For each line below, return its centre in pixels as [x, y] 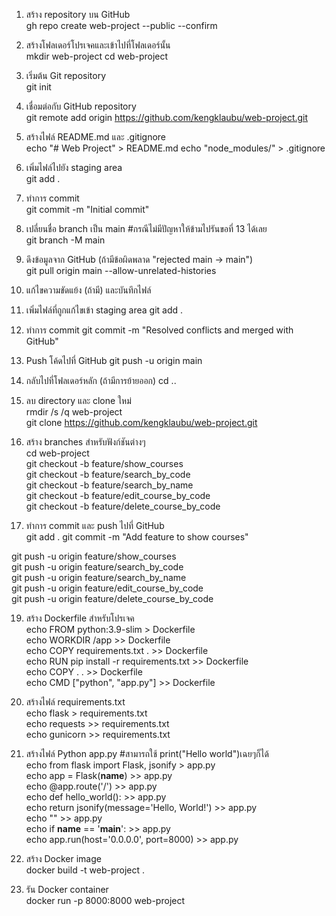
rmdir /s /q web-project [74, 412]
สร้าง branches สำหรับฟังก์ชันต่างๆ [85, 442]
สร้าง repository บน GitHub [78, 14]
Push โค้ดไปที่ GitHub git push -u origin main [114, 360]
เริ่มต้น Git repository [66, 75]
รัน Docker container [67, 889]
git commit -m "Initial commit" [87, 209]
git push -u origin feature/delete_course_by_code [112, 598]
